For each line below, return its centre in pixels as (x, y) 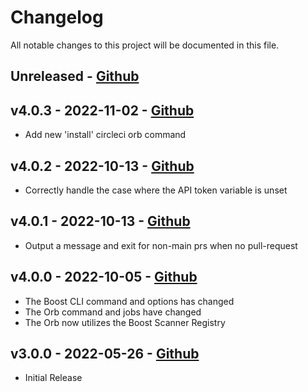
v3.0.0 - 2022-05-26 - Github (105, 353)
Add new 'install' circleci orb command (105, 135)
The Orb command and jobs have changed (113, 312)
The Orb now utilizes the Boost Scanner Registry (125, 322)
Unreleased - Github (75, 76)
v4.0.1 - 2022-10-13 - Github (100, 221)
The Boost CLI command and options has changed (129, 301)
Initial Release (53, 378)
